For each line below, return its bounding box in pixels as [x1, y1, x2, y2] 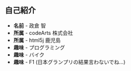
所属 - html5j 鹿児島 [13, 37, 61, 44]
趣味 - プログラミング [13, 44, 65, 51]
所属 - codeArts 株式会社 [13, 29, 73, 36]
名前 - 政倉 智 [13, 22, 47, 29]
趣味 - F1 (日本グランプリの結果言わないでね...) [13, 58, 126, 65]
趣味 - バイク [13, 51, 44, 58]
